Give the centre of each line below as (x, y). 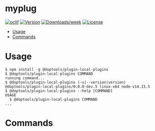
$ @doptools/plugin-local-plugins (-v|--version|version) (65, 82)
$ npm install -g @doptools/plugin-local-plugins (57, 69)
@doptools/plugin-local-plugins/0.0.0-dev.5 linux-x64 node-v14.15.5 (78, 87)
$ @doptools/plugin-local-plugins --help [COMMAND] (59, 91)
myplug (21, 9)
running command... (25, 78)
